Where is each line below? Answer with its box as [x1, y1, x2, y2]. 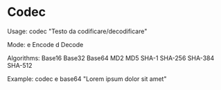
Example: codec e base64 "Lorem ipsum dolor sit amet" [7, 74, 167, 83]
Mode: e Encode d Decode [7, 40, 84, 48]
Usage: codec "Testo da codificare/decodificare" [7, 27, 148, 35]
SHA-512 [7, 61, 33, 69]
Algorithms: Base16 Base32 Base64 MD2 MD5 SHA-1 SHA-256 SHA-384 [7, 53, 215, 62]
